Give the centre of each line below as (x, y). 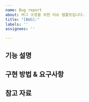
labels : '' (17, 24)
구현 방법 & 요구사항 (35, 74)
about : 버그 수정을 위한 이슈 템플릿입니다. (45, 15)
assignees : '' (20, 29)
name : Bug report (24, 10)
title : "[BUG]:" (22, 19)
